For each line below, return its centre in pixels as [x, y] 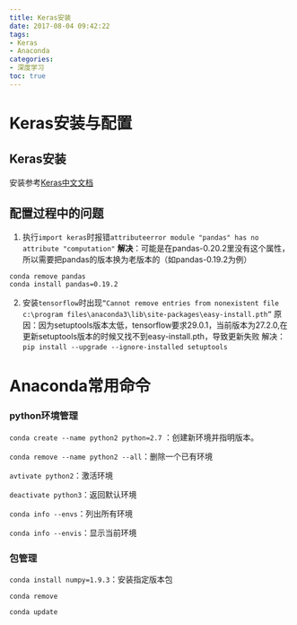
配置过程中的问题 [57, 213]
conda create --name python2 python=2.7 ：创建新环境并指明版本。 [134, 437]
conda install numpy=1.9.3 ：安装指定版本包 [91, 579]
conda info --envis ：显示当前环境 [73, 533]
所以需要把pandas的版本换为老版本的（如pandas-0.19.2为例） [137, 259]
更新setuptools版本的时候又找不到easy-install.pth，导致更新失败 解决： [153, 337]
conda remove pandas [48, 276]
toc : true [28, 76]
